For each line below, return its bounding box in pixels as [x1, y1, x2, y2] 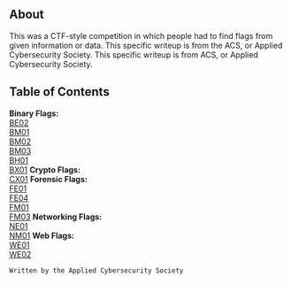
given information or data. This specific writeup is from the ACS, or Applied [9, 40, 283, 50]
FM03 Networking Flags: [9, 211, 103, 222]
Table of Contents [9, 84, 111, 100]
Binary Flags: [9, 108, 59, 119]
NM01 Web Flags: [9, 230, 75, 241]
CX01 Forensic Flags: [9, 173, 88, 184]
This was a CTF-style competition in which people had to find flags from [9, 30, 273, 41]
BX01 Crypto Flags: [9, 164, 81, 175]
